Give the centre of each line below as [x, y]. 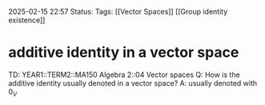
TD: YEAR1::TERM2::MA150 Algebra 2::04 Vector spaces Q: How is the [124, 75]
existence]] [27, 20]
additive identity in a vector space [124, 52]
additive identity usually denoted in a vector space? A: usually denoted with [133, 83]
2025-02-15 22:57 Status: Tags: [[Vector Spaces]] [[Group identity [118, 12]
